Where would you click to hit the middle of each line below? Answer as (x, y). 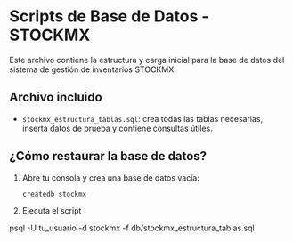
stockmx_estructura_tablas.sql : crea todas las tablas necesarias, (142, 118)
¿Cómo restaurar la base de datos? (108, 156)
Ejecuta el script (52, 211)
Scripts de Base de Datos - (109, 16)
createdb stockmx (54, 194)
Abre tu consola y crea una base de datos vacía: (111, 177)
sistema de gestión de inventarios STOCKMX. (93, 69)
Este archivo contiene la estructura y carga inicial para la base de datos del (147, 60)
